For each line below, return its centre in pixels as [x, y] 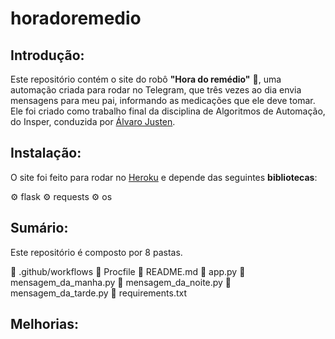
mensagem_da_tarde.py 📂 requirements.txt [98, 293]
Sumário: [39, 228]
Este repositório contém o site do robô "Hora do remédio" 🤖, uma [146, 79]
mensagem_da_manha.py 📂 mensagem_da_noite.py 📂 [121, 282]
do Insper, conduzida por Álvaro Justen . [93, 121]
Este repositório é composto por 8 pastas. [96, 252]
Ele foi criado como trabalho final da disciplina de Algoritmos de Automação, [168, 111]
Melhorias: [45, 324]
